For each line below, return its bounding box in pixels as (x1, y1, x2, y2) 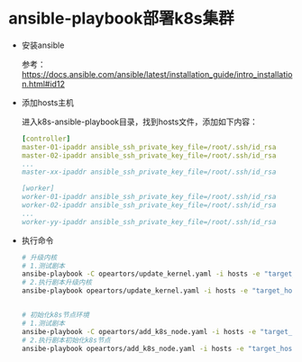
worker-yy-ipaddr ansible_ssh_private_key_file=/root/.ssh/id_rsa (21, 217, 277, 226)
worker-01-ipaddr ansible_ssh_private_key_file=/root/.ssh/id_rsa (21, 193, 277, 202)
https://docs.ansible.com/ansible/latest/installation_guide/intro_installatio (21, 68, 293, 79)
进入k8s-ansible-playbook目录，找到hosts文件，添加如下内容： (21, 116, 258, 127)
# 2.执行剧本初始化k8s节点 (21, 335, 111, 345)
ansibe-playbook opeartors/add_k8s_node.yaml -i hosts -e (21, 344, 244, 353)
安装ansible (21, 40, 65, 50)
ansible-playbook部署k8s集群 (8, 8, 235, 29)
